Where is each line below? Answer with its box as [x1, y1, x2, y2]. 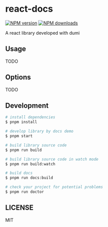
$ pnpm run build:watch [5, 161, 56, 166]
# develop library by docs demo [5, 129, 74, 134]
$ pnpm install [5, 119, 38, 125]
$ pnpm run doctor [5, 189, 44, 194]
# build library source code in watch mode [5, 157, 99, 162]
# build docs [5, 170, 33, 176]
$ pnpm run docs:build [5, 175, 53, 181]
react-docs [5, 3, 53, 15]
